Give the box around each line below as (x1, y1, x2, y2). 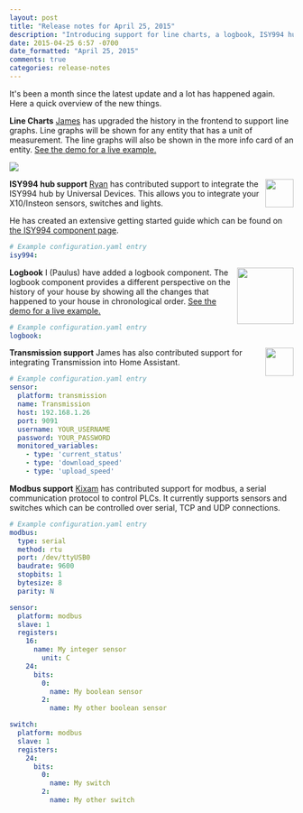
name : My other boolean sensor (49, 704, 168, 713)
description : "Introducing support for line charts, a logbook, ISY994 (9, 30, 284, 39)
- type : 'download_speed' (25, 458, 124, 467)
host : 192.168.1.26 (17, 408, 91, 417)
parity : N (17, 587, 54, 596)
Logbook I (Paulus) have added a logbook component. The (9, 267, 229, 278)
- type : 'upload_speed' (25, 467, 115, 476)
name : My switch (49, 779, 111, 788)
